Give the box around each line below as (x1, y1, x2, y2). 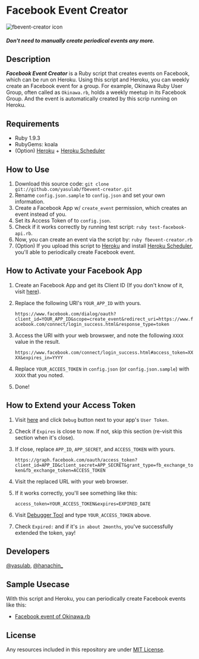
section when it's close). (14, 434, 75, 441)
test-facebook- (149, 224, 187, 230)
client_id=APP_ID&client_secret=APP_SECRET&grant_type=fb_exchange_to (14, 462, 194, 468)
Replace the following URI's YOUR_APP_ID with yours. (14, 299, 141, 306)
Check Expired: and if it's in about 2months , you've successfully (14, 523, 173, 530)
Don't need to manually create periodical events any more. (6, 37, 155, 44)
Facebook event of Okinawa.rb (14, 613, 90, 620)
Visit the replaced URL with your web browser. (14, 478, 129, 485)
